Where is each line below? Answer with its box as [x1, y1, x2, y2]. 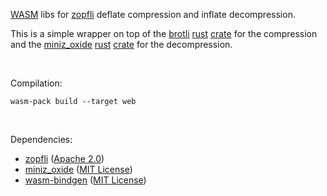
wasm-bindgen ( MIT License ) [24, 174, 147, 186]
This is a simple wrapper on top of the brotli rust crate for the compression [10, 28, 318, 39]
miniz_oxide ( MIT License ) [24, 164, 133, 175]
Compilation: [10, 77, 63, 89]
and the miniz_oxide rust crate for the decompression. [10, 39, 233, 50]
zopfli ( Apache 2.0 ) [24, 153, 105, 164]
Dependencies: [10, 134, 73, 145]
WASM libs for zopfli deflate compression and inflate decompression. [10, 9, 296, 20]
